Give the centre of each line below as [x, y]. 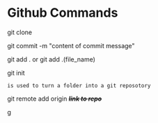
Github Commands [63, 13]
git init [16, 73]
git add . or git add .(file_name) [52, 59]
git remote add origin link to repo [55, 99]
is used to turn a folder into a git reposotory [79, 85]
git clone [20, 32]
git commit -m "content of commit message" [71, 45]
